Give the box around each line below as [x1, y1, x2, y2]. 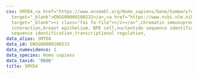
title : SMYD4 [6, 63, 38, 69]
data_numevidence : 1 [6, 47, 57, 53]
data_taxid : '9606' [6, 57, 54, 63]
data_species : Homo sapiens [6, 52, 75, 58]
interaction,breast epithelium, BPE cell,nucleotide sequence [11, 25, 167, 31]
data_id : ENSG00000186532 [6, 42, 70, 48]
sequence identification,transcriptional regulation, [11, 30, 146, 36]
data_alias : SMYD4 [6, 36, 51, 42]
